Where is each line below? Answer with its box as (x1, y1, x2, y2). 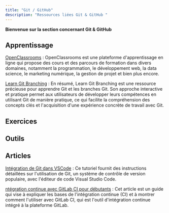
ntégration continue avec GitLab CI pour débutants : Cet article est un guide (5, 185, 164, 192)
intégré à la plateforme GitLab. (5, 202, 69, 208)
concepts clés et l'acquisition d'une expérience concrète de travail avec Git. (5, 102, 164, 109)
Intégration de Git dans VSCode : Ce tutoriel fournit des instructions (5, 165, 147, 171)
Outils (5, 135, 25, 143)
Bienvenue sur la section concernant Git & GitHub (5, 26, 112, 32)
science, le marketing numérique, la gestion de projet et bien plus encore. (5, 71, 159, 77)
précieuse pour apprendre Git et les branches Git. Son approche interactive (5, 86, 163, 92)
